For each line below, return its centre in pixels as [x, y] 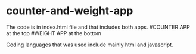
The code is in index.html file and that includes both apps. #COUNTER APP [98, 27]
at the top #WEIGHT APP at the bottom [54, 33]
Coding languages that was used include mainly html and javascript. [90, 45]
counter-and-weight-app [70, 11]
